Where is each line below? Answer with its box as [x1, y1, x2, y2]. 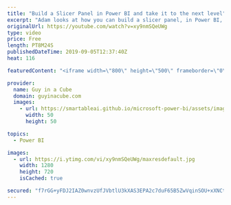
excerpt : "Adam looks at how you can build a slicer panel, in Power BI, [7, 17, 223, 23]
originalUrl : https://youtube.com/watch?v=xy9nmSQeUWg [7, 23, 168, 30]
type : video [7, 29, 41, 36]
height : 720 [19, 169, 54, 175]
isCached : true [19, 175, 63, 182]
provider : [7, 80, 36, 87]
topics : [7, 130, 30, 138]
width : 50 [25, 111, 54, 119]
